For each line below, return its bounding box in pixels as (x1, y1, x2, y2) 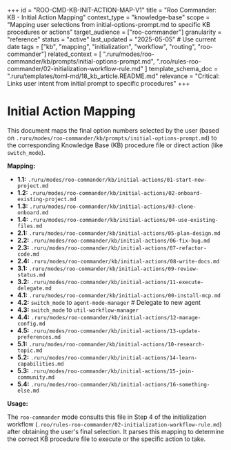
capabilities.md (17, 360, 64, 367)
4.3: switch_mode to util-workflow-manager (17, 306, 139, 314)
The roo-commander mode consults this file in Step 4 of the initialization (7, 413, 207, 421)
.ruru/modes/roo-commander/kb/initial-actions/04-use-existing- (30, 216, 219, 223)
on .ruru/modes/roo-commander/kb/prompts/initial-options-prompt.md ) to (7, 133, 217, 142)
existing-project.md (17, 196, 77, 203)
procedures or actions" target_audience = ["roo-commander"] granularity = (7, 28, 222, 36)
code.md (17, 250, 39, 258)
